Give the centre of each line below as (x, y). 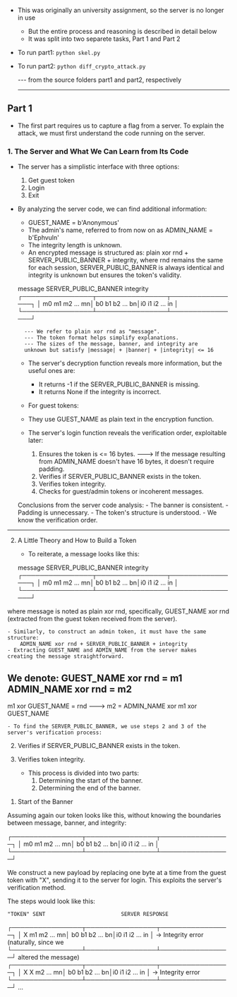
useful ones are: (51, 371)
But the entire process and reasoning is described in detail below (122, 31)
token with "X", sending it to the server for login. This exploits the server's (115, 880)
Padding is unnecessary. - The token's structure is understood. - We (117, 513)
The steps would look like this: (51, 901)
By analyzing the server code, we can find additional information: (112, 209)
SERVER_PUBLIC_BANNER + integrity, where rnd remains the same (126, 260)
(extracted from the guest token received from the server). (92, 619)
